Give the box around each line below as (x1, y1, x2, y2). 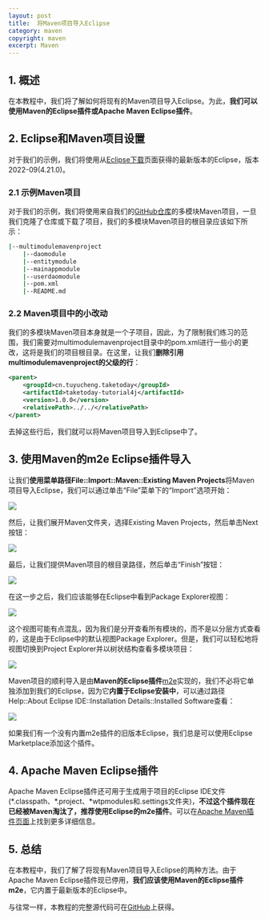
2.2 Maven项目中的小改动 (8, 308, 108, 319)
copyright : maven (8, 34, 66, 43)
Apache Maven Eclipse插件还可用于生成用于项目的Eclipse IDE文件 (8, 787, 226, 796)
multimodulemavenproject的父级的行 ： (8, 358, 141, 368)
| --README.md (22, 287, 66, 295)
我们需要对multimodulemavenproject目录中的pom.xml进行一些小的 (22, 338, 242, 348)
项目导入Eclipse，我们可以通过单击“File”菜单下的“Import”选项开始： (8, 485, 232, 494)
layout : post (8, 11, 52, 20)
